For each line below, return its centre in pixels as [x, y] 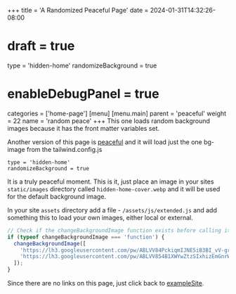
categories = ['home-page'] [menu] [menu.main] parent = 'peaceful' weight [117, 113]
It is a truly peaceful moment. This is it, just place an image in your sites [111, 181]
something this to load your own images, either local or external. [100, 217]
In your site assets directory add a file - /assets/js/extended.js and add [112, 210]
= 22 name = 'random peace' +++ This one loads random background [109, 121]
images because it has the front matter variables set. [84, 128]
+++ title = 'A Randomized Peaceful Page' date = [78, 10]
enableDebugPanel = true [83, 94]
